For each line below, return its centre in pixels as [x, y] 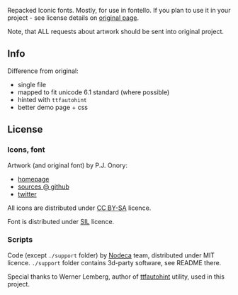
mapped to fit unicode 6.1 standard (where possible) [93, 92]
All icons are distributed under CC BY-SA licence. [79, 208]
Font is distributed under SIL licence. [61, 221]
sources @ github [43, 187]
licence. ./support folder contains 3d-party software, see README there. [114, 262]
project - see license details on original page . [73, 18]
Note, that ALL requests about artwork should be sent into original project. [116, 32]
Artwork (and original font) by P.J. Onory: [67, 165]
